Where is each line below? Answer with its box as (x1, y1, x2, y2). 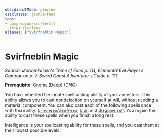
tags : (5, 16, 16, 21)
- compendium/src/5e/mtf (5, 21, 56, 26)
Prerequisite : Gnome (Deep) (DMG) (5, 82, 77, 88)
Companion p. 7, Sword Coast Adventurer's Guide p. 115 (5, 72, 118, 79)
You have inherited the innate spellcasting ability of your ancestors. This (5, 91, 151, 97)
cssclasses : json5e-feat (5, 12, 56, 17)
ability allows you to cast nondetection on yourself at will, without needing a (5, 97, 158, 103)
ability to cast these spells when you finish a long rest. (5, 112, 115, 118)
